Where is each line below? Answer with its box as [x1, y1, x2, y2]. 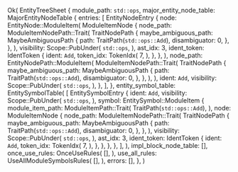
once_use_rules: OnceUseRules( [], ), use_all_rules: [7, 149, 158, 157]
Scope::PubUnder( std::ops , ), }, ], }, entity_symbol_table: [7, 81, 176, 89]
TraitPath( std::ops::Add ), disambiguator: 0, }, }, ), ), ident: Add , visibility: [7, 74, 217, 82]
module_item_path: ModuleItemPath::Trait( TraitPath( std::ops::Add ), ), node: [7, 104, 232, 112]
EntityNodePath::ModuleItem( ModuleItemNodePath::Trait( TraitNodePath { [7, 59, 227, 67]
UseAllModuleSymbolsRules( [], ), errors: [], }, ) [7, 156, 146, 165]
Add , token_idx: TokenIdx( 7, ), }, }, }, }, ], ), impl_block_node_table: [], [7, 142, 208, 149]
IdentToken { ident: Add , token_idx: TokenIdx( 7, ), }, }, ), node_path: [7, 51, 203, 59]
